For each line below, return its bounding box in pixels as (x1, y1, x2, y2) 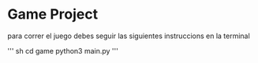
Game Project (7, 5, 99, 23)
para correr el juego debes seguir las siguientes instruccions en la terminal (7, 31, 250, 40)
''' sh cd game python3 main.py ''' (7, 46, 119, 55)
